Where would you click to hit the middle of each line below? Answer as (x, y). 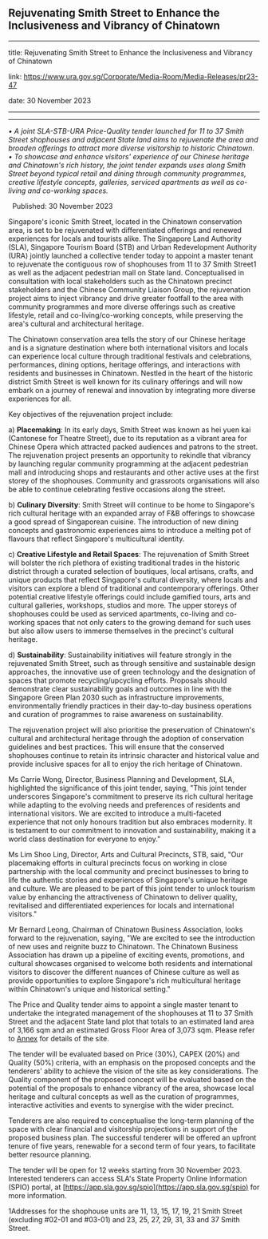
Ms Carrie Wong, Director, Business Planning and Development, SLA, (122, 779)
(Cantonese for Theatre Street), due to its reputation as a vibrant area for (128, 438)
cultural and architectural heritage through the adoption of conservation (126, 738)
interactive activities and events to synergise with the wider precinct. (121, 1105)
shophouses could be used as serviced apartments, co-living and (116, 613)
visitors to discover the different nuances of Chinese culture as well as (124, 972)
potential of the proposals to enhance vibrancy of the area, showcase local (131, 1088)
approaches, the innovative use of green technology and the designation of (132, 672)
